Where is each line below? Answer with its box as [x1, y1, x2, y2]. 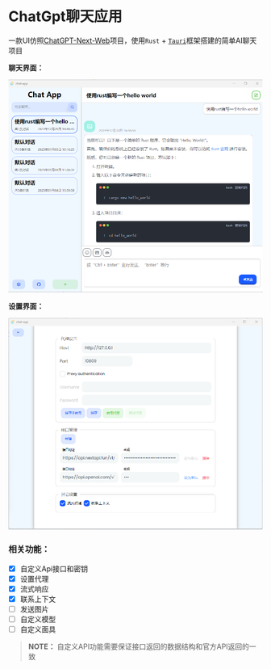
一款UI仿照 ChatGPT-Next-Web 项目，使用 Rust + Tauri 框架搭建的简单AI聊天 [8, 36, 257, 45]
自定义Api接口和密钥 [19, 563, 89, 574]
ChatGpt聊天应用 [8, 7, 123, 26]
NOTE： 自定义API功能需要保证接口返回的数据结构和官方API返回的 [27, 642, 250, 651]
